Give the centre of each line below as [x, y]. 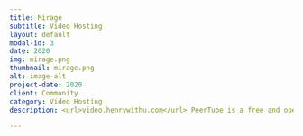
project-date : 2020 [46, 85]
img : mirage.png [40, 59]
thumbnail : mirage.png [52, 68]
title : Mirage [36, 18]
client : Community [44, 93]
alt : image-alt [38, 77]
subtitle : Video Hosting [56, 26]
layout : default [40, 34]
